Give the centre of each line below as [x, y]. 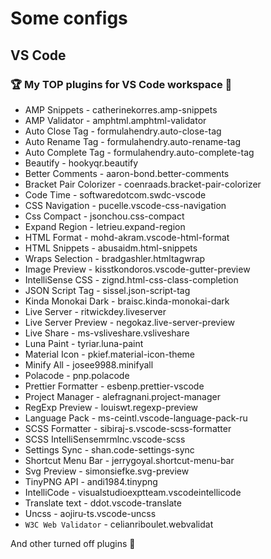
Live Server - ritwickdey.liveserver [95, 311]
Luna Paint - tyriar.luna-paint [84, 343]
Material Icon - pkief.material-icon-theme [110, 354]
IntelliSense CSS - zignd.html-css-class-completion [131, 279]
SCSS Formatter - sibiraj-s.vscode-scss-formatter [128, 428]
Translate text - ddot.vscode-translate [103, 503]
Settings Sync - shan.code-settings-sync [109, 449]
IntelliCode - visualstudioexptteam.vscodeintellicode [133, 492]
